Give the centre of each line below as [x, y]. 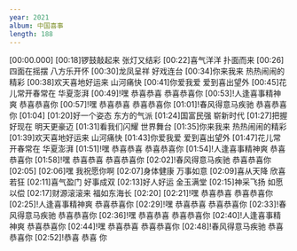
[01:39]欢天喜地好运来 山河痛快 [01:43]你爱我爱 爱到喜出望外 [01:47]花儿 [141, 137]
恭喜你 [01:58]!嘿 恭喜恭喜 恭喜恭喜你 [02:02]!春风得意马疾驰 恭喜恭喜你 [141, 160]
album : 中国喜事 [36, 26]
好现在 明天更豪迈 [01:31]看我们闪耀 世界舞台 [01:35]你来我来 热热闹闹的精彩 [148, 127]
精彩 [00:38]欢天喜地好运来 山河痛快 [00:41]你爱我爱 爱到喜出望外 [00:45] [144, 82]
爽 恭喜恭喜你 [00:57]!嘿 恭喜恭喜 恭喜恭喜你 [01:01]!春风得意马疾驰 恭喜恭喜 [148, 105]
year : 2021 [29, 17]
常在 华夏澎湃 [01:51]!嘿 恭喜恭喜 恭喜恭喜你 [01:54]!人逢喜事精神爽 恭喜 [155, 149]
